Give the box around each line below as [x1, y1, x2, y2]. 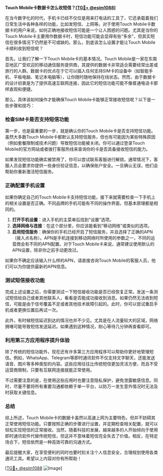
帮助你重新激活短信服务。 [5, 169, 56, 175]
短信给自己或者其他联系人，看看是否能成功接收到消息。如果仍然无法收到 [9, 294, 154, 301]
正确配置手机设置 [5, 182, 45, 189]
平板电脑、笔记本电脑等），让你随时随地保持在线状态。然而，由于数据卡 [13, 74, 156, 80]
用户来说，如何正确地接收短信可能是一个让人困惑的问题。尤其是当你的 [17, 27, 158, 33]
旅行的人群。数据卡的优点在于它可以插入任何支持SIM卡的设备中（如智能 [5, 68, 149, 73]
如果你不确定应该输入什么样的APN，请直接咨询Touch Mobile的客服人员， [5, 257, 152, 263]
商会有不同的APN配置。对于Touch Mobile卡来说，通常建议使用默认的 [16, 241, 155, 247]
